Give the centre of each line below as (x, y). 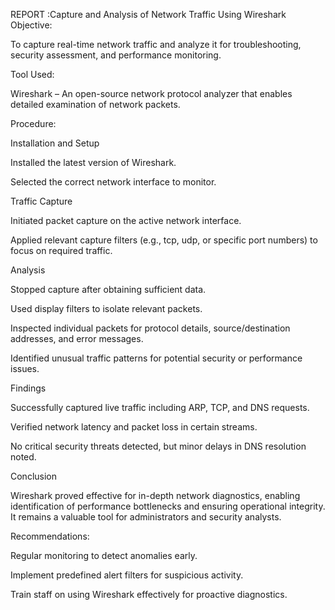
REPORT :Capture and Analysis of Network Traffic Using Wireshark (148, 14)
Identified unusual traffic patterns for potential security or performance (156, 358)
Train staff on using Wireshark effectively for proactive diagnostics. (149, 594)
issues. (25, 368)
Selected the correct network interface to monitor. (113, 182)
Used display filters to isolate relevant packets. (106, 308)
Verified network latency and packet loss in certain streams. (134, 427)
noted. (23, 457)
